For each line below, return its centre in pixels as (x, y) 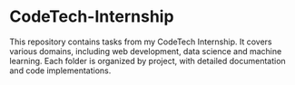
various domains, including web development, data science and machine (146, 51)
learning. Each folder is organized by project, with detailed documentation (147, 61)
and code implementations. (60, 71)
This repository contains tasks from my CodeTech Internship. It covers (141, 42)
